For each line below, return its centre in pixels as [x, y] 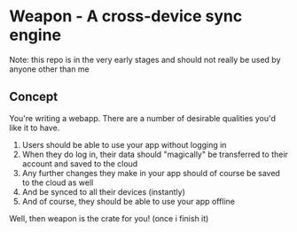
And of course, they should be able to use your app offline [128, 201]
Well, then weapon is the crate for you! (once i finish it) [109, 218]
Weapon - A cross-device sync [126, 16]
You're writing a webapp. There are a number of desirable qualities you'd [143, 118]
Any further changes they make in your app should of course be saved [151, 173]
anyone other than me [50, 69]
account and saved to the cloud [80, 163]
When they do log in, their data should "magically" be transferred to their [155, 154]
